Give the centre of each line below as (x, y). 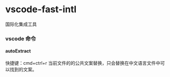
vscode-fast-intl (41, 9)
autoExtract (18, 51)
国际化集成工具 (21, 24)
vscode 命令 (21, 38)
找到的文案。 (23, 69)
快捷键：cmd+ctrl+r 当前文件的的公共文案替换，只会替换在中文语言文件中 (83, 63)
